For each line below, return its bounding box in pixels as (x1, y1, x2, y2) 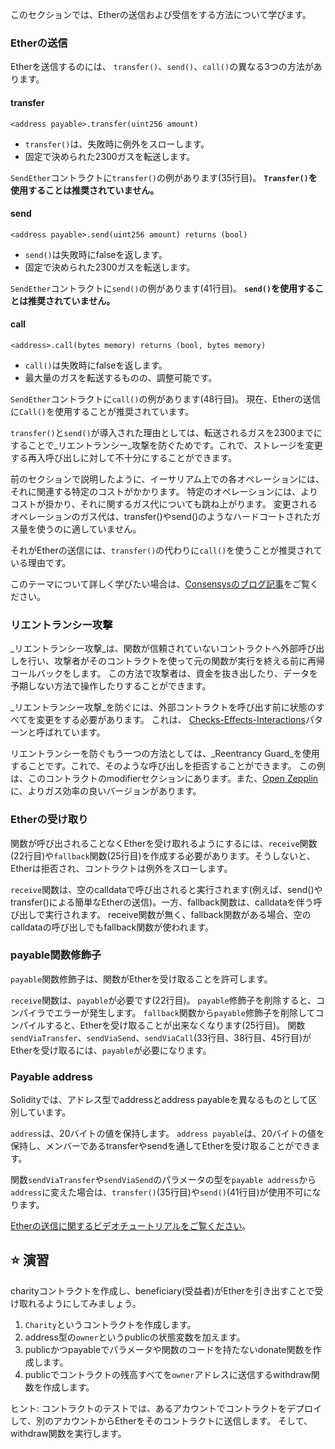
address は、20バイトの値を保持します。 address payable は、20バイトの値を (10, 1128, 325, 1140)
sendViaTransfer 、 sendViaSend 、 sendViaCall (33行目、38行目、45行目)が (10, 1031, 312, 1043)
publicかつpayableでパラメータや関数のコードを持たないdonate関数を (24, 1343, 313, 1355)
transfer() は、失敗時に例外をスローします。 (24, 138, 210, 150)
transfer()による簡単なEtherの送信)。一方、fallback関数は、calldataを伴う (10, 896, 314, 908)
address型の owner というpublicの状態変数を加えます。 (24, 1331, 246, 1343)
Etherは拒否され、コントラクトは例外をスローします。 (10, 862, 233, 874)
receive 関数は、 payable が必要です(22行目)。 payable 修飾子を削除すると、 (10, 994, 317, 1006)
